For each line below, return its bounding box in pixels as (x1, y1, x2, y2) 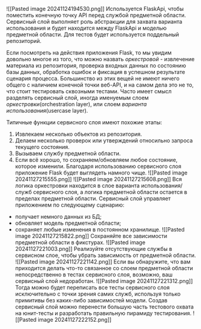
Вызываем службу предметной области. (15, 150, 121, 157)
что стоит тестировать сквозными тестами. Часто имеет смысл (6, 88, 172, 95)
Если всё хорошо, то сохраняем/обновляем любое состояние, (15, 156, 178, 163)
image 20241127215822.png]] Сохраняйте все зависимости (15, 233, 168, 239)
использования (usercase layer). (6, 107, 88, 114)
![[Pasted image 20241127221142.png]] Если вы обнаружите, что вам (15, 258, 191, 265)
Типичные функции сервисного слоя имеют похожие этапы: (6, 119, 162, 126)
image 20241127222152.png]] (38, 316, 112, 323)
